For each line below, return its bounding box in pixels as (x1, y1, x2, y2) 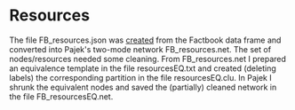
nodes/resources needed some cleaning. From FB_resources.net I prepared (9, 53, 287, 64)
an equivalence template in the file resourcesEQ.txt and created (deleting (9, 63, 277, 74)
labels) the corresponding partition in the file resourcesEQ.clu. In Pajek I (9, 72, 273, 82)
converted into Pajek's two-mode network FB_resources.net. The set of (9, 43, 272, 54)
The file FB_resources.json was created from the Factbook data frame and (9, 35, 282, 45)
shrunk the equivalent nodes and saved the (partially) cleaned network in (9, 82, 277, 92)
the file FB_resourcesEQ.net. (9, 90, 114, 102)
